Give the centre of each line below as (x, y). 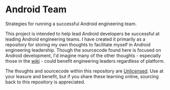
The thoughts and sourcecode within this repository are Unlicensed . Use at (84, 71)
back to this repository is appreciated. (45, 82)
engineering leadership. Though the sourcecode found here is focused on (83, 50)
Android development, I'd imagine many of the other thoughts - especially (83, 56)
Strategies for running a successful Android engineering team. (71, 24)
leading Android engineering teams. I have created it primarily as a (76, 39)
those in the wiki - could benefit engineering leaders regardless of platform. (85, 61)
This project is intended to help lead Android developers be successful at (82, 33)
